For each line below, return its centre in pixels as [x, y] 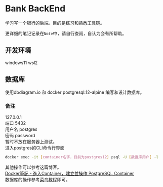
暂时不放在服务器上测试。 [31, 142]
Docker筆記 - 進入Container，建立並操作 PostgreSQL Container [70, 173]
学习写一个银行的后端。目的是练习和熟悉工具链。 [55, 23]
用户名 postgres [21, 129]
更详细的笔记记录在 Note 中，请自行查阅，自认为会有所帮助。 [66, 33]
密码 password [20, 135]
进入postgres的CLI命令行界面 [35, 148]
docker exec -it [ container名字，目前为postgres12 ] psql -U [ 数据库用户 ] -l [82, 157]
